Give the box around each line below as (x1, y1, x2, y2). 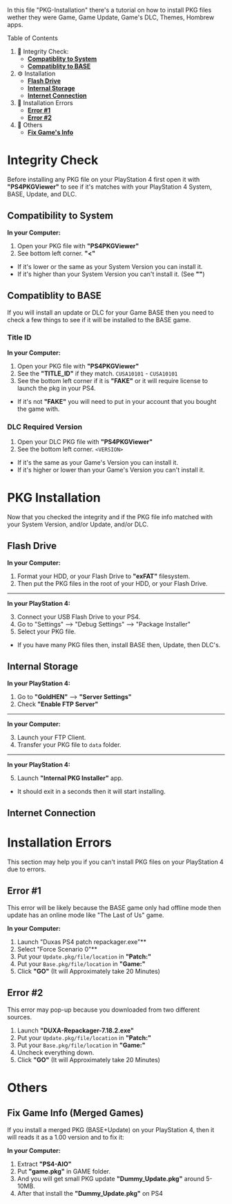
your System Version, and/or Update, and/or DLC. (7, 520, 148, 528)
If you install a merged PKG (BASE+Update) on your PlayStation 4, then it (7, 1125, 215, 1133)
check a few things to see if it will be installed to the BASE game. (7, 315, 191, 324)
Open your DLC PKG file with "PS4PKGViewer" (17, 438, 153, 446)
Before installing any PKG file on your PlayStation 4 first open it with (7, 175, 200, 183)
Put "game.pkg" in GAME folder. (17, 1167, 111, 1175)
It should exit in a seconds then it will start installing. (17, 787, 166, 795)
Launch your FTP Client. (17, 733, 86, 741)
